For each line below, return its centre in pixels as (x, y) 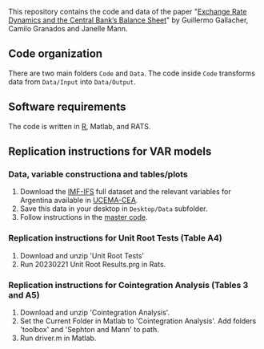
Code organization (55, 54)
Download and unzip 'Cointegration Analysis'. (95, 312)
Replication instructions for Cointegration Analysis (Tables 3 (128, 285)
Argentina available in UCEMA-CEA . (79, 201)
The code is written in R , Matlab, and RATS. (80, 126)
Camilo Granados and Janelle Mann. (68, 28)
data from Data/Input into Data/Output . (72, 81)
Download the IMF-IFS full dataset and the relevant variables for (126, 192)
